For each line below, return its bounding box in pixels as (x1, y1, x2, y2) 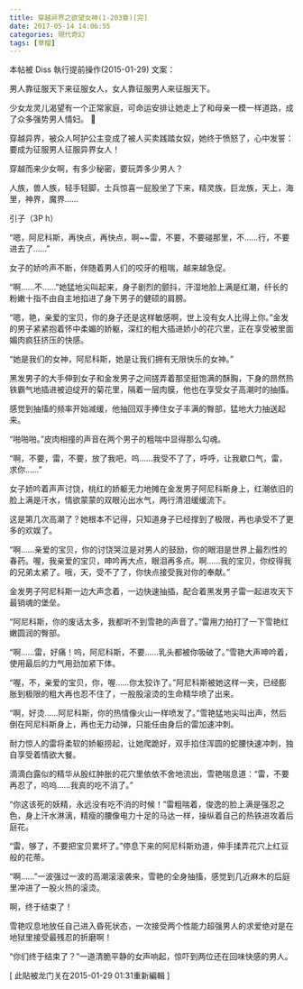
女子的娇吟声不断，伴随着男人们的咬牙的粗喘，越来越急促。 (9, 262, 231, 273)
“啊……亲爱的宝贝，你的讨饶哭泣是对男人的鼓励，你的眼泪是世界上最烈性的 (9, 545, 288, 555)
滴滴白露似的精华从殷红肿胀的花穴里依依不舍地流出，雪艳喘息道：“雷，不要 (9, 768, 290, 780)
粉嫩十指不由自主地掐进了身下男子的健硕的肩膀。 (9, 293, 191, 304)
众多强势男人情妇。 (16, 114, 96, 124)
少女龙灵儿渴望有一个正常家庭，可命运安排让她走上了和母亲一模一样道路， (9, 103, 286, 114)
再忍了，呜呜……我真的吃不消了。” (9, 780, 133, 791)
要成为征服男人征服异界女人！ (9, 144, 120, 155)
